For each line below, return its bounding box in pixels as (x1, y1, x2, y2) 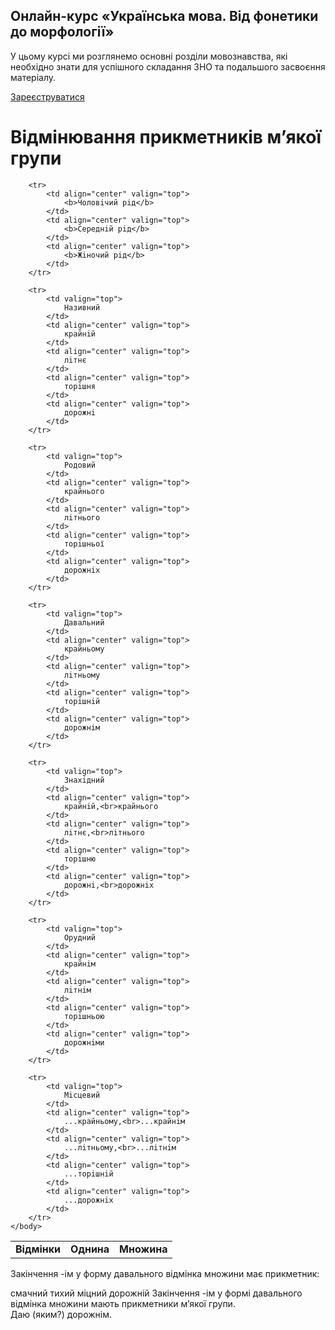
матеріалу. (10, 71, 57, 83)
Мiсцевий (63, 1090, 101, 1100)
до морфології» (10, 24, 115, 41)
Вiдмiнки (15, 1242, 62, 1256)
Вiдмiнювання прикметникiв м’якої (10, 126, 322, 148)
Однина (70, 1242, 110, 1256)
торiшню (63, 854, 97, 864)
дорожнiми (63, 1037, 105, 1048)
